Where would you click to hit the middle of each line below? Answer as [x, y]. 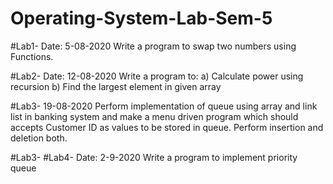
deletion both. [39, 138]
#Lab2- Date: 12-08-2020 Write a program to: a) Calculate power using [157, 76]
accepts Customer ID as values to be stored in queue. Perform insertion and [167, 127]
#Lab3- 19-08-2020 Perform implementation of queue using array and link [164, 106]
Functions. [32, 56]
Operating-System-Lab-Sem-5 [141, 18]
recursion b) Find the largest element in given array [116, 86]
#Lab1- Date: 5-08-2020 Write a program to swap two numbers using [153, 46]
